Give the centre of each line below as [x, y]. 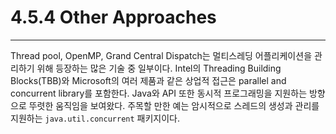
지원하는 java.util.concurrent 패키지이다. [95, 118]
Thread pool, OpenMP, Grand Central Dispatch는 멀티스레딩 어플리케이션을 [161, 55]
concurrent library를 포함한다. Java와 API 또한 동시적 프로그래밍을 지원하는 [159, 93]
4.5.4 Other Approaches [113, 17]
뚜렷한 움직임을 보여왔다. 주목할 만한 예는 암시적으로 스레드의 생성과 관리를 [174, 105]
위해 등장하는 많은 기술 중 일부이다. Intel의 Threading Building [159, 68]
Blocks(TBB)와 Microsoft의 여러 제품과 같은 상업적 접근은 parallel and [148, 80]
